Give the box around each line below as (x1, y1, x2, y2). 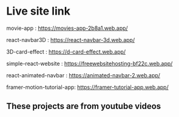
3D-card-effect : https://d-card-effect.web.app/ (6, 48, 126, 55)
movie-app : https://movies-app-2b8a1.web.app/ (6, 24, 129, 32)
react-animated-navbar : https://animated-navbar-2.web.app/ (6, 71, 161, 79)
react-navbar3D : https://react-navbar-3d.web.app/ (6, 36, 135, 43)
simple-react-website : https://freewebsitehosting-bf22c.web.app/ (6, 60, 173, 67)
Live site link (6, 4, 71, 18)
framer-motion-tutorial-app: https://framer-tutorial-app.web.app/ (6, 83, 169, 91)
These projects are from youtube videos (6, 101, 161, 112)
